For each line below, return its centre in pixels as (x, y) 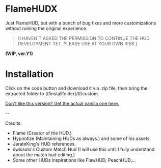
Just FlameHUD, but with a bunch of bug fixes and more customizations (81, 23)
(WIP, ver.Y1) (19, 53)
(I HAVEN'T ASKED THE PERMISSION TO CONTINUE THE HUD (84, 38)
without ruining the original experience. (46, 28)
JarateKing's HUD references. (44, 144)
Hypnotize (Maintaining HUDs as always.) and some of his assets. (82, 138)
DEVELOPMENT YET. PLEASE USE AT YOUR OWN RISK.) (77, 43)
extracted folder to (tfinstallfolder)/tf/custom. (52, 93)
